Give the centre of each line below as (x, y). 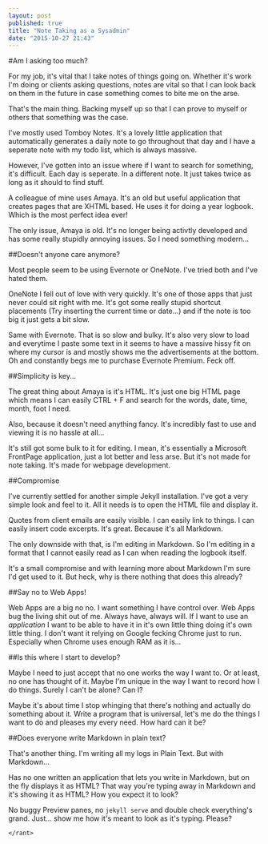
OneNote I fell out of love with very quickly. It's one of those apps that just (130, 294)
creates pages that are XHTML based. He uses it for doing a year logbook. (131, 207)
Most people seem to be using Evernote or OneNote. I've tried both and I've (133, 270)
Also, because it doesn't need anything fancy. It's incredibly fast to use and (132, 424)
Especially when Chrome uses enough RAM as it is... (95, 642)
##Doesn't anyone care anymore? (64, 255)
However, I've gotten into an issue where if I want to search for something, (131, 166)
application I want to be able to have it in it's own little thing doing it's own (130, 625)
